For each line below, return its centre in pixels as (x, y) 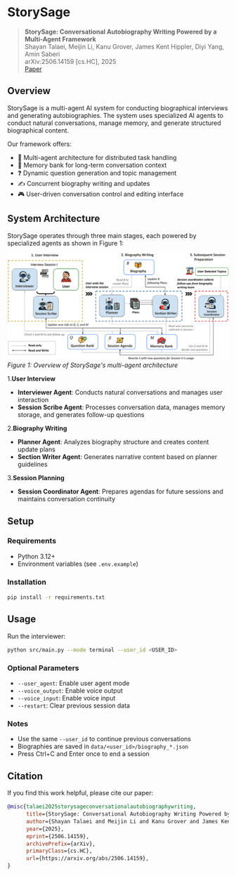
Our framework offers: (40, 144)
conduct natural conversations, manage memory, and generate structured (114, 123)
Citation (25, 776)
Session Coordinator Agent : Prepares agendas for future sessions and (120, 491)
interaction (33, 400)
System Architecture (54, 219)
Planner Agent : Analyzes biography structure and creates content (113, 442)
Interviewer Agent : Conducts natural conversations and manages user (120, 392)
